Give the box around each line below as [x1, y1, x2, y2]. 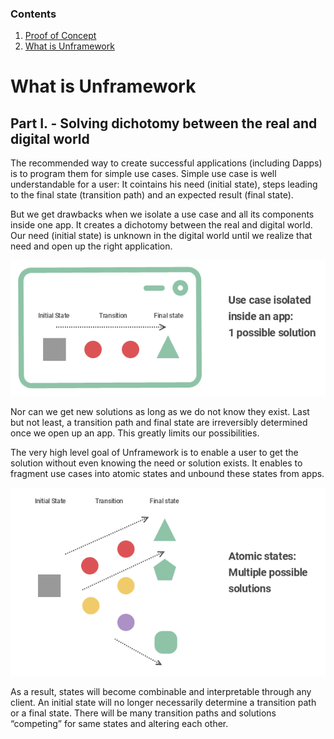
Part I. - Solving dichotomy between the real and [10, 115, 318, 132]
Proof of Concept [24, 30, 97, 42]
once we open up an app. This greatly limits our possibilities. [10, 427, 260, 439]
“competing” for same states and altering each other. [10, 717, 229, 729]
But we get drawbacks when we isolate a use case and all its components [10, 208, 315, 221]
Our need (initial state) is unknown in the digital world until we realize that [10, 230, 313, 242]
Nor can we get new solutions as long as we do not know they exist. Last [10, 405, 310, 417]
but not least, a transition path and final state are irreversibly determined [10, 416, 308, 428]
